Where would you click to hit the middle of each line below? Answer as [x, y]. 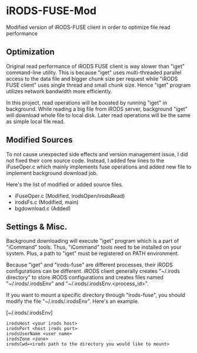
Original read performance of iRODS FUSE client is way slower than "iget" [96, 66]
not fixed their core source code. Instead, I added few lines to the [85, 160]
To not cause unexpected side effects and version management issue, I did [97, 154]
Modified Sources [39, 140]
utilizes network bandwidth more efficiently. [59, 91]
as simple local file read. [36, 121]
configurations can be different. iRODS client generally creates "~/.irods [93, 271]
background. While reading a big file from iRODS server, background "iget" [97, 109]
